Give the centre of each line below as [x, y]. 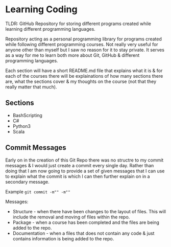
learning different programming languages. [50, 29]
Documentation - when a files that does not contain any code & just [83, 233]
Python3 [21, 126]
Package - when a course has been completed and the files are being [86, 222]
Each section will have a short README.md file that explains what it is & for [84, 71]
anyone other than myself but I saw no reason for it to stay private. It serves [85, 50]
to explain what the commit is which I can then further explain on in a [78, 176]
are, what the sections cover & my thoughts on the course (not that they [81, 81]
